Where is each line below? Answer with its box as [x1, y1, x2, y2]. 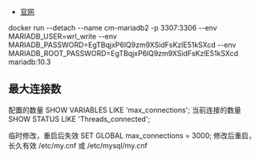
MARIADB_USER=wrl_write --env [8, 31, 118, 41]
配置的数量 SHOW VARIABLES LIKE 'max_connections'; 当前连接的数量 [8, 105, 242, 115]
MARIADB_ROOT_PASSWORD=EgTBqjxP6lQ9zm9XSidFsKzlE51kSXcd [8, 49, 239, 58]
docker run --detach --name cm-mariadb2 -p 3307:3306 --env [8, 23, 218, 32]
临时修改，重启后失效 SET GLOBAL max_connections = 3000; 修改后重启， [8, 131, 257, 140]
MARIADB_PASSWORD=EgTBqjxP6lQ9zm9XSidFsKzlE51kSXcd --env [8, 40, 237, 50]
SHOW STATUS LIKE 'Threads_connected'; [8, 114, 151, 124]
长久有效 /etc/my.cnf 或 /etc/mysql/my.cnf [8, 140, 148, 150]
